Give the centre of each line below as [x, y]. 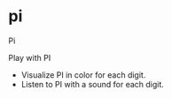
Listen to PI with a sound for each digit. [93, 84]
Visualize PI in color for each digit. [83, 75]
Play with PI [30, 57]
